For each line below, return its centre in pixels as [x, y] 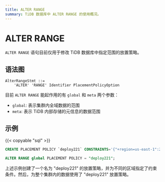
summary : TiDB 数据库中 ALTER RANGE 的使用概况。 [53, 14]
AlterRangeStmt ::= [25, 81]
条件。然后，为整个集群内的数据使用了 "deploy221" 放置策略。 [68, 174]
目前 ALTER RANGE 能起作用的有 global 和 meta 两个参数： [62, 95]
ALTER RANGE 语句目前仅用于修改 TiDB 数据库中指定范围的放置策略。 [73, 52]
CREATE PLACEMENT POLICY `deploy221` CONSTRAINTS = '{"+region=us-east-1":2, [84, 150]
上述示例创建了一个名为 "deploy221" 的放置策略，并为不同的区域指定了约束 [81, 168]
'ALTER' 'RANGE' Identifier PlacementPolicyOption [67, 85]
